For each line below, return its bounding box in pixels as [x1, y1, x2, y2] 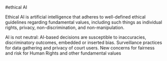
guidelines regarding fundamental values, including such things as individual [5, 19, 163, 25]
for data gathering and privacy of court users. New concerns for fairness [5, 45, 155, 50]
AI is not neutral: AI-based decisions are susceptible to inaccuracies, [5, 34, 146, 40]
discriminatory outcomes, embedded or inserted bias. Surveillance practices [5, 39, 163, 45]
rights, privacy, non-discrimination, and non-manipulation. [5, 24, 125, 30]
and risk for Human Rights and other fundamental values [5, 50, 121, 56]
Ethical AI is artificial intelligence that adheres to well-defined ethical [5, 14, 146, 19]
